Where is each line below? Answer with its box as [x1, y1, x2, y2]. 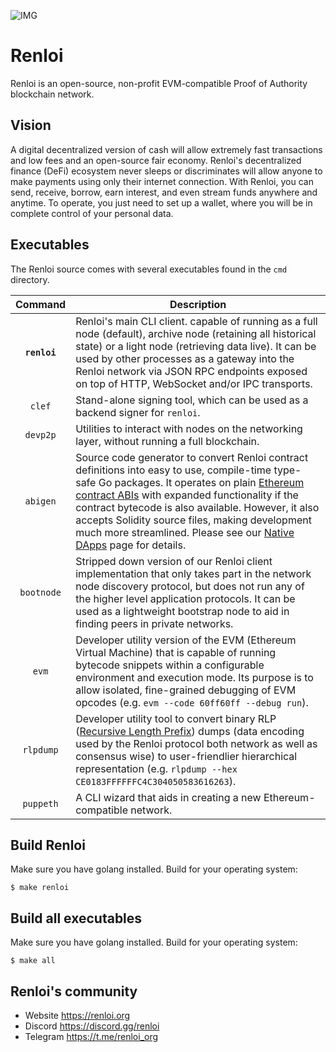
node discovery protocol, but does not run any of [75, 579, 305, 593]
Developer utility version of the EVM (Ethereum [75, 633, 297, 647]
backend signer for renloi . [75, 405, 201, 419]
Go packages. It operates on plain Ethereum [98, 475, 305, 489]
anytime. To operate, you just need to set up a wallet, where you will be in [10, 196, 313, 209]
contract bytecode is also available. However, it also [75, 500, 320, 514]
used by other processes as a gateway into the [75, 351, 295, 365]
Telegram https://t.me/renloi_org [24, 1031, 159, 1042]
